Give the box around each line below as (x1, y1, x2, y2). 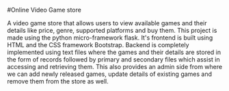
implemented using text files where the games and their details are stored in (7, 48, 221, 56)
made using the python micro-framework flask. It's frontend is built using (7, 34, 213, 42)
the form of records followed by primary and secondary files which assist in (7, 55, 220, 64)
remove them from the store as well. (7, 77, 109, 85)
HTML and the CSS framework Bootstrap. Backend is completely (7, 41, 189, 49)
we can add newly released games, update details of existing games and (7, 70, 213, 78)
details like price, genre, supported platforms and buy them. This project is (7, 27, 217, 34)
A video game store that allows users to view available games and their (7, 19, 207, 27)
